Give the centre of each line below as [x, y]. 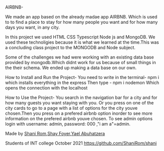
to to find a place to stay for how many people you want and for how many [82, 22]
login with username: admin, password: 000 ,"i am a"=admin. [68, 124]
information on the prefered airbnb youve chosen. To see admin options [79, 118]
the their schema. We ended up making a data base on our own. [71, 68]
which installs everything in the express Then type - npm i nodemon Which [82, 82]
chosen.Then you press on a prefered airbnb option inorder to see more [79, 113]
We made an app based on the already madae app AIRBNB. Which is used [81, 17]
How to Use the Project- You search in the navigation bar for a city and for [81, 97]
